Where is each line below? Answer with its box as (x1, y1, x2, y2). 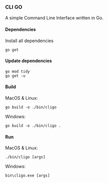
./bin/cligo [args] (5, 154, 46, 160)
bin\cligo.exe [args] (5, 173, 50, 178)
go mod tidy (5, 69, 30, 74)
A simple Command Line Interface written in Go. (5, 15, 104, 21)
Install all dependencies (5, 38, 54, 44)
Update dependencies (5, 58, 52, 64)
